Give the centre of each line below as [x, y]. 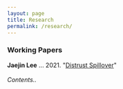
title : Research [30, 20]
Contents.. [22, 79]
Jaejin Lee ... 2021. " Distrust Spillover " [62, 65]
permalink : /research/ [40, 26]
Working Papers [35, 50]
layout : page [26, 13]
